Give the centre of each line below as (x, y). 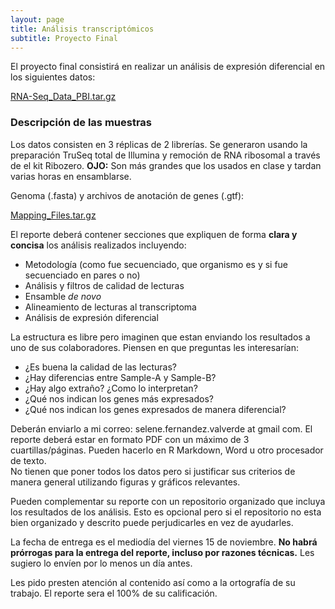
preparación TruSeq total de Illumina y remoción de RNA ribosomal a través (165, 155)
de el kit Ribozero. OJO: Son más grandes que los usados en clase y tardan (166, 165)
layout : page (37, 19)
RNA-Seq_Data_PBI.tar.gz (63, 97)
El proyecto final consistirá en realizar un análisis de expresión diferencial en (168, 67)
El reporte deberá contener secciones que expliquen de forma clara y (154, 234)
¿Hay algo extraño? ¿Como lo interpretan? (111, 388)
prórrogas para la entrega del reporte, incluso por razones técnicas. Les (162, 552)
